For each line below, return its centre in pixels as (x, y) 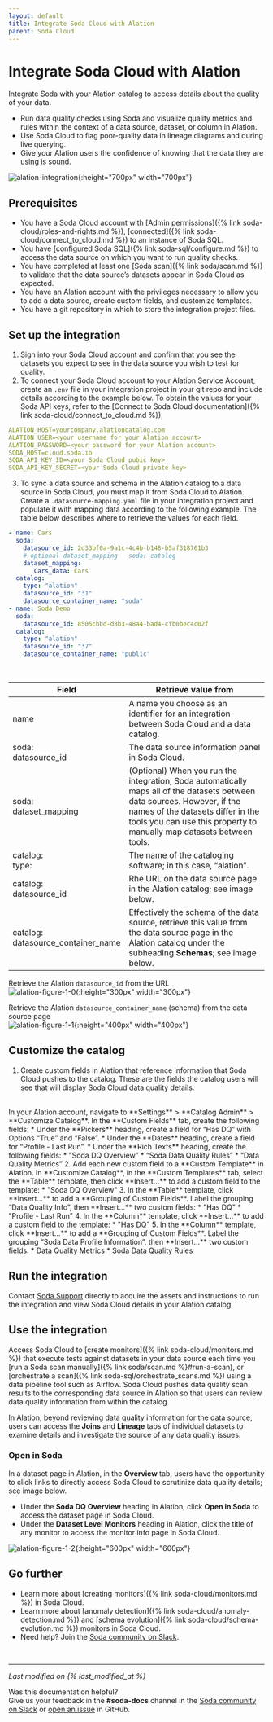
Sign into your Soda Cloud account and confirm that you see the (128, 354)
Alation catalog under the (177, 943)
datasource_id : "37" (58, 647)
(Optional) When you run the (183, 771)
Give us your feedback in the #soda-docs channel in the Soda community (132, 1700)
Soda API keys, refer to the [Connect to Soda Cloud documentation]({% (140, 406)
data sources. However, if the (185, 802)
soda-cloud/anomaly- (214, 1610)
